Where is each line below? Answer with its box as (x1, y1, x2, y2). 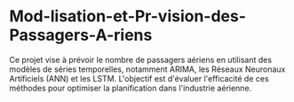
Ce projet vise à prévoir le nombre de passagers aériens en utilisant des (9, 54, 273, 65)
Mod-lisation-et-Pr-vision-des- (9, 6, 247, 27)
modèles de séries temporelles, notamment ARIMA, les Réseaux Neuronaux (9, 64, 286, 75)
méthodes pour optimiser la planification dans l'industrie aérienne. (9, 82, 252, 93)
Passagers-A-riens (9, 25, 153, 45)
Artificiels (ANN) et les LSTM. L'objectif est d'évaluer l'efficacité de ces (9, 73, 269, 83)
